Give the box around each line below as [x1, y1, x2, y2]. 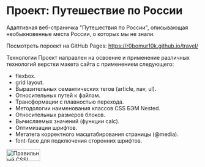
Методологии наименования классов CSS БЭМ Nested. [15, 104, 161, 112]
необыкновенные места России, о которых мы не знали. [6, 30, 155, 37]
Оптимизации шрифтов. [15, 124, 78, 131]
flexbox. [15, 72, 36, 79]
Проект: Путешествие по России [6, 4, 183, 18]
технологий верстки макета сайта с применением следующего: [6, 60, 174, 68]
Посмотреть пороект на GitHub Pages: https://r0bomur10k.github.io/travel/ [6, 42, 199, 49]
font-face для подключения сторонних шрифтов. [15, 137, 143, 144]
